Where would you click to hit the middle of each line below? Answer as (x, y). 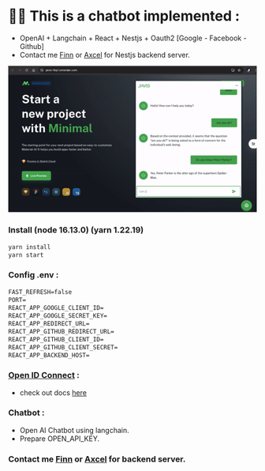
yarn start (26, 255)
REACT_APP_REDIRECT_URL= (49, 324)
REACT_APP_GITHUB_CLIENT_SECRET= (63, 348)
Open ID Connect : (44, 375)
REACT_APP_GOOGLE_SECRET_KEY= (58, 316)
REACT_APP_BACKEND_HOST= (49, 356)
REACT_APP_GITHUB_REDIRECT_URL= (61, 332)
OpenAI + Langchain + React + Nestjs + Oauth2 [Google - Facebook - (133, 38)
